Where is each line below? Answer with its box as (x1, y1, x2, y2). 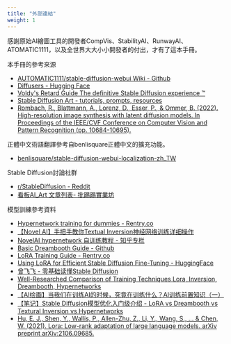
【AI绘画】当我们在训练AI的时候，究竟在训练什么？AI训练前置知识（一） (17, 290, 225, 299)
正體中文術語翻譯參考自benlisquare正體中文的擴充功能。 (7, 140, 169, 148)
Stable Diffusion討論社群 (7, 168, 78, 177)
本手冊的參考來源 (7, 60, 56, 68)
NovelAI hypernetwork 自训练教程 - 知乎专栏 (17, 236, 145, 244)
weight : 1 (7, 17, 36, 24)
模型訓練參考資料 (7, 205, 56, 213)
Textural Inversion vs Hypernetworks (17, 306, 124, 315)
